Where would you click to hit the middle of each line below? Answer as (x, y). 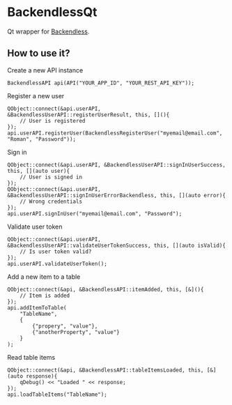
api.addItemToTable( (37, 307)
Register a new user (36, 95)
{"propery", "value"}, (65, 326)
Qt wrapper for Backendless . (48, 31)
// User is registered (53, 121)
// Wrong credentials (51, 201)
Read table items (31, 357)
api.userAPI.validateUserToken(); (57, 263)
